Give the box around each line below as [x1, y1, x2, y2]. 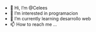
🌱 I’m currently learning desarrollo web [10, 16, 91, 21]
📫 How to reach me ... [10, 21, 57, 27]
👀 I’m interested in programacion [10, 10, 78, 16]
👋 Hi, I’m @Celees [10, 5, 48, 11]
